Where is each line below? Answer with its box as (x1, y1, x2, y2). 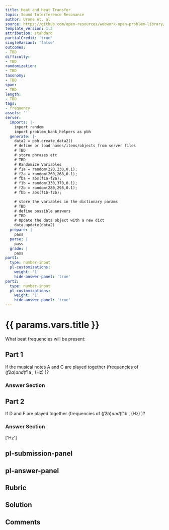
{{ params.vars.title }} (5, 319, 100, 330)
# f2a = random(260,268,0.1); (14, 171, 78, 176)
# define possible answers (14, 209, 71, 214)
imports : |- (10, 119, 35, 125)
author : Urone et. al (5, 17, 51, 22)
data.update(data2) (14, 223, 55, 228)
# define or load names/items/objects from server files (14, 143, 136, 149)
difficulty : (5, 54, 30, 59)
